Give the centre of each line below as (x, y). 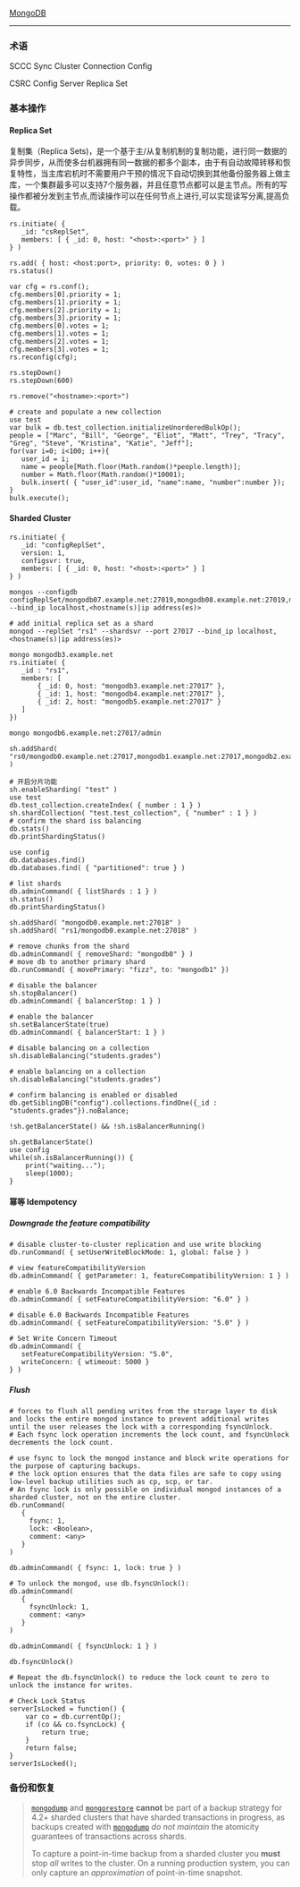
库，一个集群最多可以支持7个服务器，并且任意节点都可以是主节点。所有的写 (148, 185)
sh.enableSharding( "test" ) (63, 790)
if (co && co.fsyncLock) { (75, 1725)
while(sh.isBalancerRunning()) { (71, 1157)
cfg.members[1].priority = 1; (66, 303)
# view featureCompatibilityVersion (77, 1268)
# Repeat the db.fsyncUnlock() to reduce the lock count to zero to (139, 1678)
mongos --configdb (43, 592)
